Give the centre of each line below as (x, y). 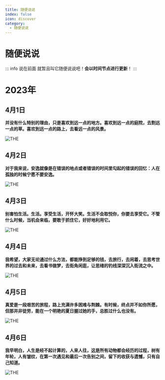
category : (15, 23)
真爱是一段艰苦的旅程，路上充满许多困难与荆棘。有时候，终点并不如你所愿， (82, 305)
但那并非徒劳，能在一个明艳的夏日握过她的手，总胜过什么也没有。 (72, 311)
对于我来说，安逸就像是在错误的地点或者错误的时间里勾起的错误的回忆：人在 (82, 168)
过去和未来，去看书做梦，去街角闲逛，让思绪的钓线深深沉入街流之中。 (84, 265)
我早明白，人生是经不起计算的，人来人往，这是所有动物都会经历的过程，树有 (82, 350)
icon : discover (21, 19)
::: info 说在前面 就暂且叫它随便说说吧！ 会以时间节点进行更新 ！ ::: (71, 69)
